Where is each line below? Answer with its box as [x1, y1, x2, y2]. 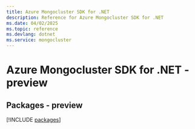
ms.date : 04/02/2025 [6, 20, 59, 26]
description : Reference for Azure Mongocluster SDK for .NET [6, 15, 164, 21]
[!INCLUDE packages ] [6, 116, 61, 123]
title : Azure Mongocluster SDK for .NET [6, 8, 110, 15]
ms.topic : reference [6, 25, 59, 32]
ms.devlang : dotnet [6, 31, 56, 38]
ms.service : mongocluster [6, 37, 71, 43]
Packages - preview [6, 100, 83, 110]
